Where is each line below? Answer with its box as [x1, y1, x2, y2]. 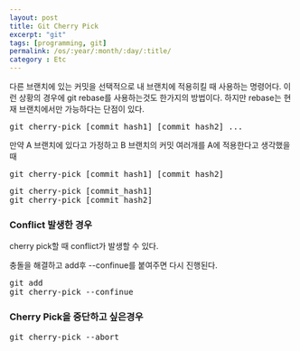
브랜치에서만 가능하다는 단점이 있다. [18, 104, 145, 114]
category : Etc [9, 55, 67, 64]
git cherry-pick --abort [9, 331, 119, 342]
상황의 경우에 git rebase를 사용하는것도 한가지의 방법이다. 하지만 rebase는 [18, 92, 282, 103]
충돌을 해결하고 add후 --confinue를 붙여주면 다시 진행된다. [9, 260, 219, 271]
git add [9, 278, 43, 289]
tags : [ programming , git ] [9, 38, 107, 48]
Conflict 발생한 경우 [9, 218, 93, 231]
